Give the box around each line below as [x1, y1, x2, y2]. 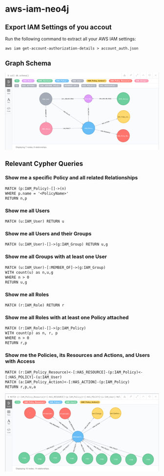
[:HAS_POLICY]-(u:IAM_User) [5, 375, 62, 380]
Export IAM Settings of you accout [5, 23, 112, 31]
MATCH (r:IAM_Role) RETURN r [5, 303, 64, 308]
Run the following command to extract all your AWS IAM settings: [5, 36, 136, 42]
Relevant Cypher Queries [5, 160, 83, 168]
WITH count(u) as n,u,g [5, 270, 54, 275]
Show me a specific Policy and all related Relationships [5, 174, 138, 181]
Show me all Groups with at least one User [5, 253, 107, 260]
